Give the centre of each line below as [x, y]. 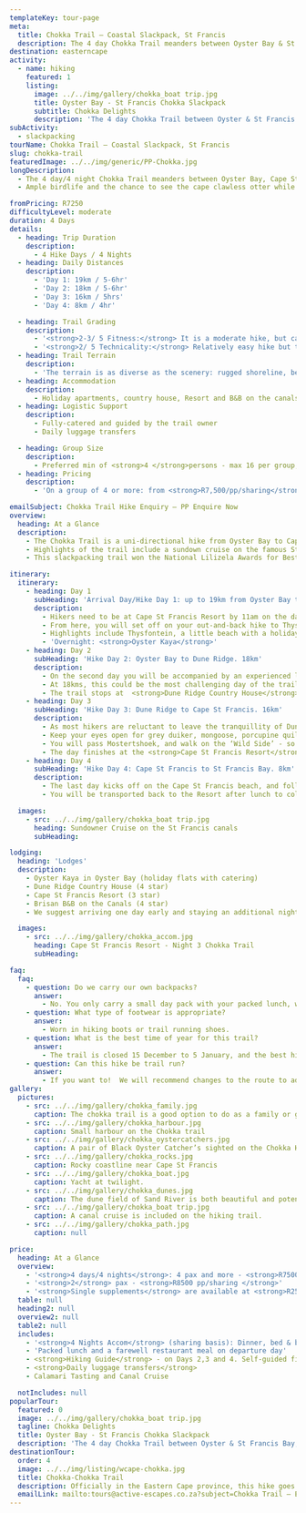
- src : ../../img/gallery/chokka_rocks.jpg [110, 1157]
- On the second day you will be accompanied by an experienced [167, 676]
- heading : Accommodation [67, 381]
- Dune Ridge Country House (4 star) [97, 886]
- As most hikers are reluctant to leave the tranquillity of [163, 727]
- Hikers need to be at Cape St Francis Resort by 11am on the [164, 617]
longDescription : [42, 170]
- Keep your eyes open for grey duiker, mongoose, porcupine [161, 735]
